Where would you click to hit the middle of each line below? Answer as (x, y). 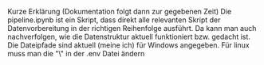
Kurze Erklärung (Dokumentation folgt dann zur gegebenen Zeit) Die (120, 11)
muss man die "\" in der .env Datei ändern (76, 54)
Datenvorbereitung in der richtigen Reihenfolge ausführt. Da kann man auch (132, 28)
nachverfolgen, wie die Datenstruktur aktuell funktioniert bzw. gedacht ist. (129, 36)
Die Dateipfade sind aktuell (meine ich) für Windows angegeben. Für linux (128, 45)
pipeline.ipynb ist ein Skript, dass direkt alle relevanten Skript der (114, 20)
